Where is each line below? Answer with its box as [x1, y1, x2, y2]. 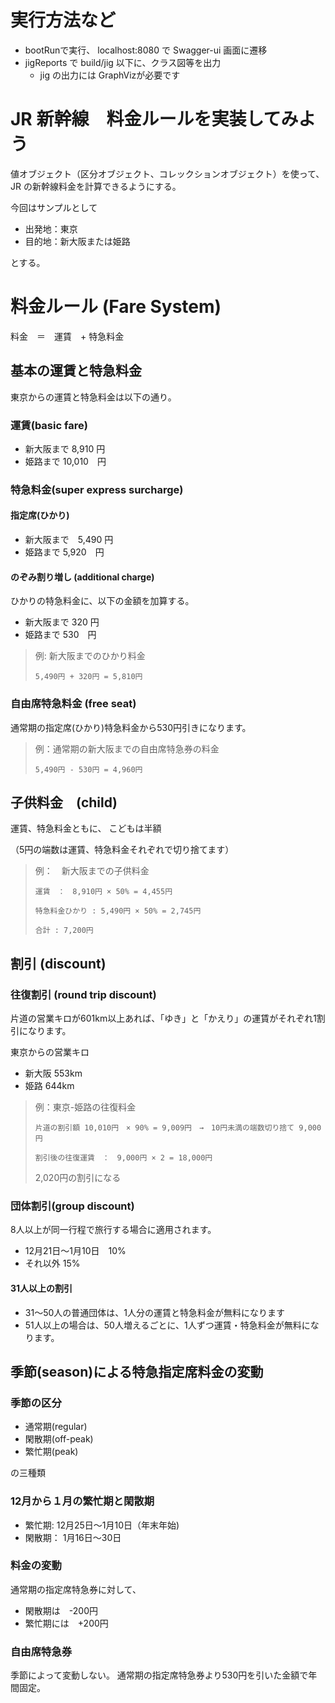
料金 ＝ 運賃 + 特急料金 [10, 330, 125, 342]
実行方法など [10, 9, 117, 32]
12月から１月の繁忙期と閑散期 [10, 1494, 155, 1508]
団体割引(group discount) [10, 1199, 135, 1213]
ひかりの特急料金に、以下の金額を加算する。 [10, 595, 195, 607]
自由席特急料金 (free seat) [10, 697, 137, 711]
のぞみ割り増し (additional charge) [10, 571, 155, 583]
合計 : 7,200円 [34, 926, 94, 936]
